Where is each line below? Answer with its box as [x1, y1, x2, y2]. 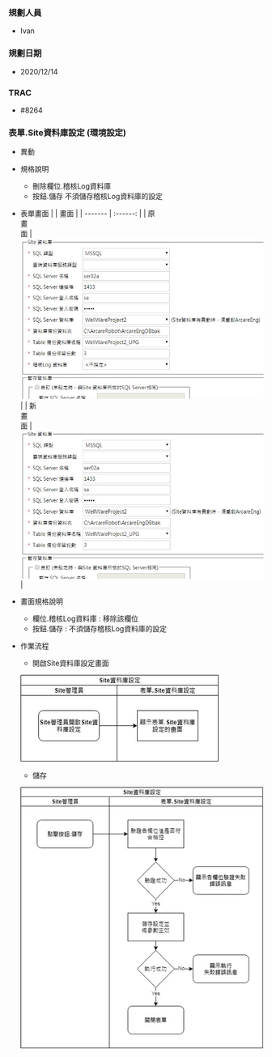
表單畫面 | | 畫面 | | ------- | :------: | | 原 [19, 209, 155, 219]
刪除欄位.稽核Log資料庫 [32, 181, 112, 191]
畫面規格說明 [19, 596, 63, 606]
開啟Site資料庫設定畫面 [32, 658, 109, 669]
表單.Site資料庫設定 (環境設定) [8, 127, 127, 138]
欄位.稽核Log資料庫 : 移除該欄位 [32, 613, 139, 624]
